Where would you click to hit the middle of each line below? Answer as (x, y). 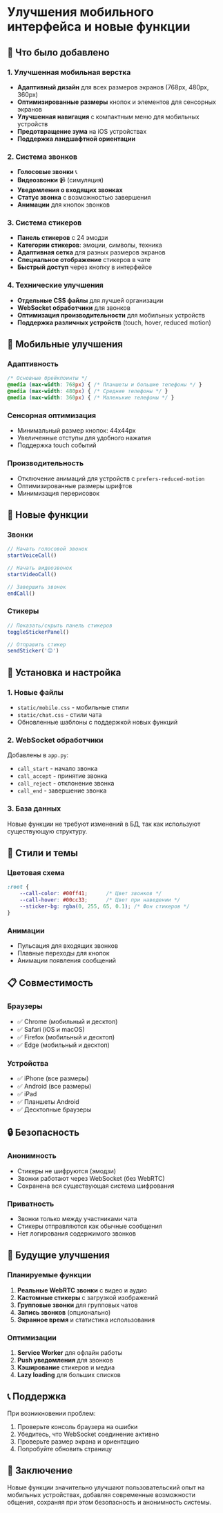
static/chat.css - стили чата (59, 714)
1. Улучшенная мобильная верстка (69, 72)
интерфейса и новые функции (99, 27)
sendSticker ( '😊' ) (33, 651)
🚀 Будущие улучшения (59, 1255)
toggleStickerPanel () (38, 632)
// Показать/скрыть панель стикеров (60, 625)
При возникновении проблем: (51, 1413)
